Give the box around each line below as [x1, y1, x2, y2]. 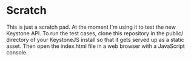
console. [6, 48, 28, 56]
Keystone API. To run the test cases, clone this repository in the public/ [6, 29, 184, 36]
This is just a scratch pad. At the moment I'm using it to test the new [6, 23, 176, 30]
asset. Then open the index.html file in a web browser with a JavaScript [6, 42, 185, 50]
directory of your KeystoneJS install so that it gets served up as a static [6, 36, 185, 43]
